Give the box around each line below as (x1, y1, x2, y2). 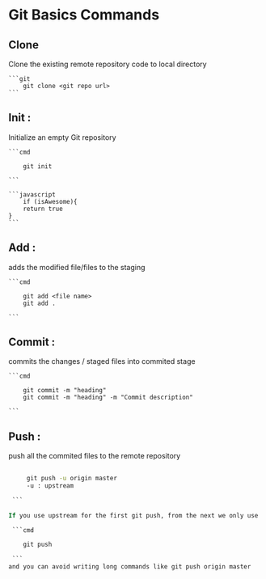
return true (23, 205, 63, 213)
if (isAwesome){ (23, 197, 78, 205)
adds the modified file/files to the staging (8, 262, 146, 272)
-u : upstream (26, 482, 74, 490)
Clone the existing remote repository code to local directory (8, 59, 208, 69)
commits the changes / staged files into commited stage (8, 357, 196, 366)
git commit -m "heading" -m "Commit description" (23, 394, 194, 402)
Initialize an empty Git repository (8, 132, 116, 142)
